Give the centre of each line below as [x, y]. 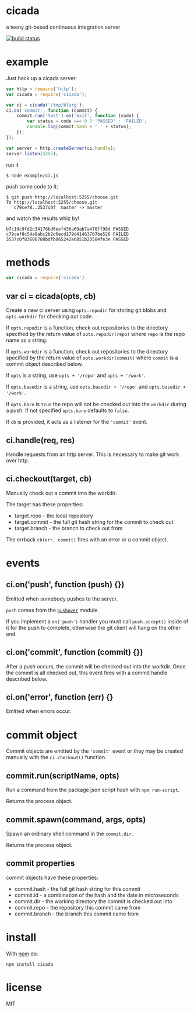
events [23, 563]
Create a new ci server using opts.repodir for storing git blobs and [87, 310]
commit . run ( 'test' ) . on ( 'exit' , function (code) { [78, 116]
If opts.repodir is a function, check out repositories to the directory [87, 328]
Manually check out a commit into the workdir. [61, 493]
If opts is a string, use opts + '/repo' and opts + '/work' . [76, 375]
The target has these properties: [45, 504]
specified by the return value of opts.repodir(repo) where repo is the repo [96, 334]
